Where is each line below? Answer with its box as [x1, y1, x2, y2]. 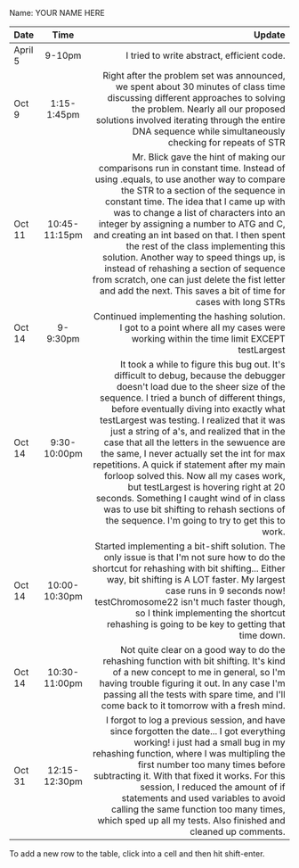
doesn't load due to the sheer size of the [116, 381, 286, 393]
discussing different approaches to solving [107, 92, 286, 103]
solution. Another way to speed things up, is [101, 252, 286, 263]
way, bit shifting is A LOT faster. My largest [106, 574, 286, 585]
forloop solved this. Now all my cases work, [103, 470, 286, 482]
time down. [238, 629, 286, 641]
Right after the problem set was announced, [102, 70, 286, 81]
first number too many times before [137, 758, 286, 771]
